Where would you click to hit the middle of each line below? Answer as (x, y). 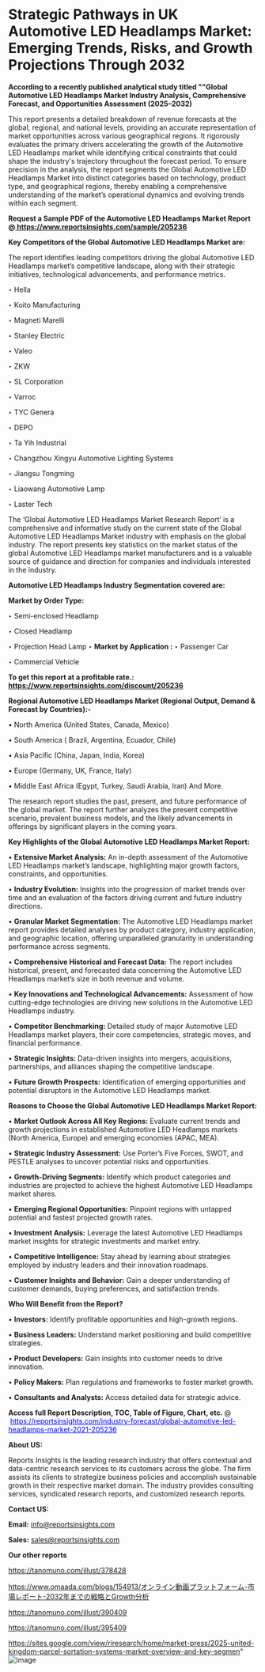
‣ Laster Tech (30, 504)
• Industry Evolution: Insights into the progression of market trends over (127, 889)
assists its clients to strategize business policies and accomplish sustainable (132, 1477)
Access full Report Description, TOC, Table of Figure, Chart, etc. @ (120, 1413)
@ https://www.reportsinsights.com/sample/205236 (98, 226)
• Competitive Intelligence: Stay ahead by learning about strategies (119, 1256)
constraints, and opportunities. (58, 874)
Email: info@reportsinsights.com (62, 1524)
